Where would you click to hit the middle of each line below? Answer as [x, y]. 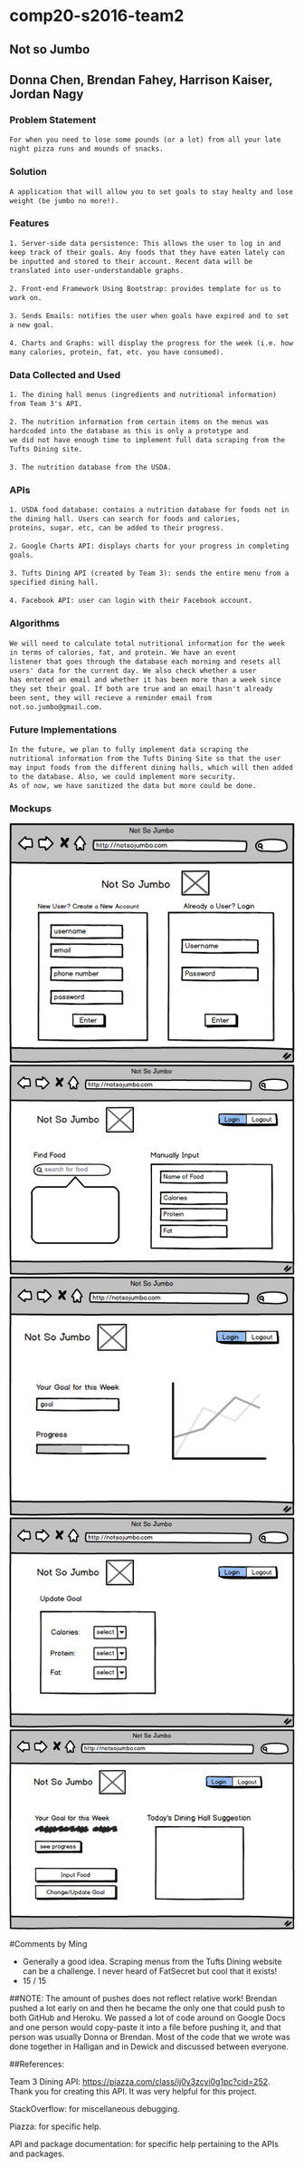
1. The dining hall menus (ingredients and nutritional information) [143, 395]
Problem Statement [53, 120]
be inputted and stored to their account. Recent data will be [131, 261]
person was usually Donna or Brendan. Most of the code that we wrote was [150, 2037]
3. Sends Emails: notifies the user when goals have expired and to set [149, 316]
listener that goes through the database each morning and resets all [145, 661]
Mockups [31, 808]
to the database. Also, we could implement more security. [123, 777]
